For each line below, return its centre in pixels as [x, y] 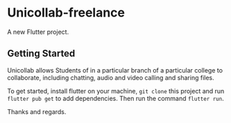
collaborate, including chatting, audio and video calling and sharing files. [111, 77]
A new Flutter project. [38, 32]
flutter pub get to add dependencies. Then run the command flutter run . [115, 98]
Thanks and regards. [37, 111]
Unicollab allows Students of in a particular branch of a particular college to [115, 70]
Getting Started [41, 54]
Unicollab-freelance [66, 13]
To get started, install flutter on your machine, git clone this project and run [116, 91]
